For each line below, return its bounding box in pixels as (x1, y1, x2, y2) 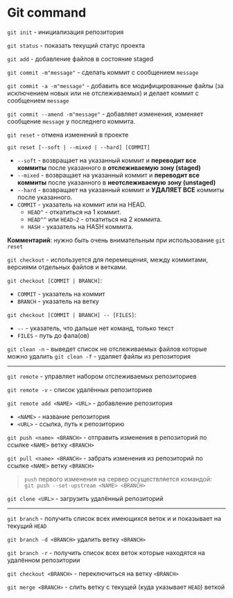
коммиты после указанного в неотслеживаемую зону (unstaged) (17, 178, 216, 187)
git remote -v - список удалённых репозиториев (7, 385, 153, 393)
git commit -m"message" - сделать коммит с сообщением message (7, 68, 199, 76)
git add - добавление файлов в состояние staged (7, 54, 154, 63)
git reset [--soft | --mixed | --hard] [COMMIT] (7, 144, 150, 151)
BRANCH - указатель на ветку (17, 297, 99, 305)
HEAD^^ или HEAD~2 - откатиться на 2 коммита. (27, 215, 162, 223)
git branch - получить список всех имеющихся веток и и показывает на (7, 514, 222, 522)
